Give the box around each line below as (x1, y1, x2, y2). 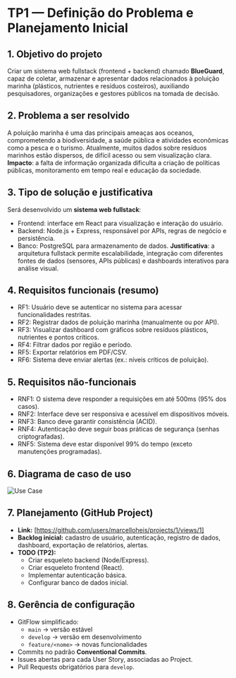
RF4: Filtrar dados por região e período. (17, 340, 132, 349)
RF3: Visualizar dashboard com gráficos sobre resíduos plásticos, (17, 326, 209, 334)
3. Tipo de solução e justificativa (7, 186, 154, 198)
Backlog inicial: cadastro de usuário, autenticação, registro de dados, (17, 533, 221, 542)
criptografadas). (17, 432, 65, 441)
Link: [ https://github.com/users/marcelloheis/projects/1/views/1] (17, 525, 204, 534)
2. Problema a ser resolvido (7, 109, 130, 121)
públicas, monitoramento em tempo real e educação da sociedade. (7, 166, 202, 174)
